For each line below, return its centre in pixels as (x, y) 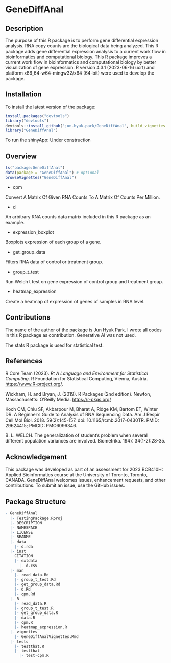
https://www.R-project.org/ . (34, 384)
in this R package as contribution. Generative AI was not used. (71, 335)
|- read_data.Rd (32, 575)
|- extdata (26, 561)
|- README (20, 537)
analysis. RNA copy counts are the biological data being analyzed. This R (82, 46)
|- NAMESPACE (24, 527)
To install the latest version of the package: (51, 107)
